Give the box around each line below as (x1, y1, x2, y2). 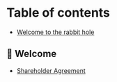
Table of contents (6, 5, 111, 21)
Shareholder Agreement (16, 66, 86, 74)
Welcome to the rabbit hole (16, 28, 95, 36)
